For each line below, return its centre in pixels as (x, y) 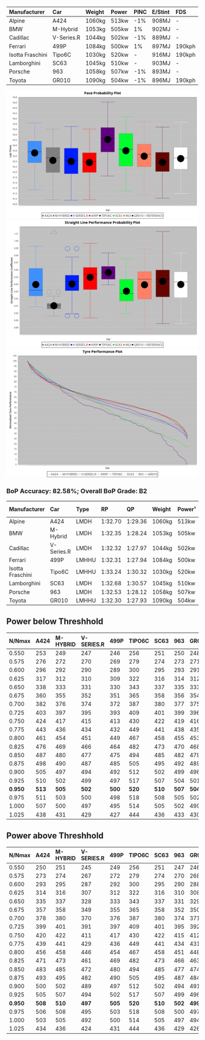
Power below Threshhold (55, 621)
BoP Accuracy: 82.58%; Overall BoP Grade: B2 (77, 491)
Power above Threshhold (55, 836)
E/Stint (161, 12)
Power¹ (187, 509)
